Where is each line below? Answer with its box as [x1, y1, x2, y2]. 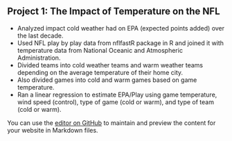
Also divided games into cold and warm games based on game [17, 76, 197, 84]
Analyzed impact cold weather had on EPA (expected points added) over [17, 24, 225, 32]
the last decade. [17, 31, 64, 40]
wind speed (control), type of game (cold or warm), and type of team [17, 97, 215, 106]
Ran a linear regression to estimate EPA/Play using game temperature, [17, 90, 217, 99]
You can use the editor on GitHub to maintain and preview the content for [7, 118, 216, 127]
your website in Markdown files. [7, 126, 98, 134]
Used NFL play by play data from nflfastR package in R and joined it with [17, 38, 224, 47]
